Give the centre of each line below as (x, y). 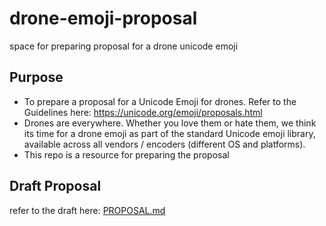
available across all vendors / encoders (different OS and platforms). (164, 144)
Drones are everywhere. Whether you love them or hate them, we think (170, 123)
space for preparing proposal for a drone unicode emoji (124, 46)
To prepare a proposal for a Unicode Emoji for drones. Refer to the (160, 101)
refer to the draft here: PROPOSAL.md (87, 210)
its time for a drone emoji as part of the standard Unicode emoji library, (169, 133)
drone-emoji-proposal (103, 18)
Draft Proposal (55, 186)
